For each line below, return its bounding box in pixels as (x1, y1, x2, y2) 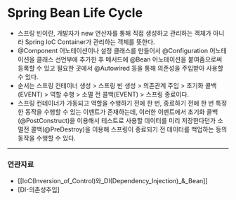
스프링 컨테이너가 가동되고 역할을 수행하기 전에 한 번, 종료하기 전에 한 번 (17, 99, 214, 107)
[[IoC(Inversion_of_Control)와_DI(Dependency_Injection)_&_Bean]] (17, 177, 209, 185)
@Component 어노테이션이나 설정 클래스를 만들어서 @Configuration (17, 46, 209, 55)
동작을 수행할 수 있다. (17, 134, 76, 142)
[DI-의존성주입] (17, 185, 60, 194)
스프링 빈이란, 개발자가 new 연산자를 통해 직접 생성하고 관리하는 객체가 (17, 29, 212, 37)
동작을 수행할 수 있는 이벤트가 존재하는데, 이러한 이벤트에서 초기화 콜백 (25, 107, 218, 116)
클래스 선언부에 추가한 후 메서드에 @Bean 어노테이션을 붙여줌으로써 (36, 55, 223, 64)
